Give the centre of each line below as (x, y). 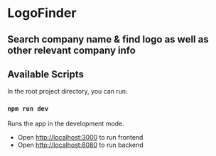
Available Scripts (45, 74)
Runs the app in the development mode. (66, 123)
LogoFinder (42, 13)
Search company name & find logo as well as (108, 39)
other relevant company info (72, 50)
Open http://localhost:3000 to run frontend (80, 137)
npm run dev (28, 109)
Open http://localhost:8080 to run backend (80, 145)
